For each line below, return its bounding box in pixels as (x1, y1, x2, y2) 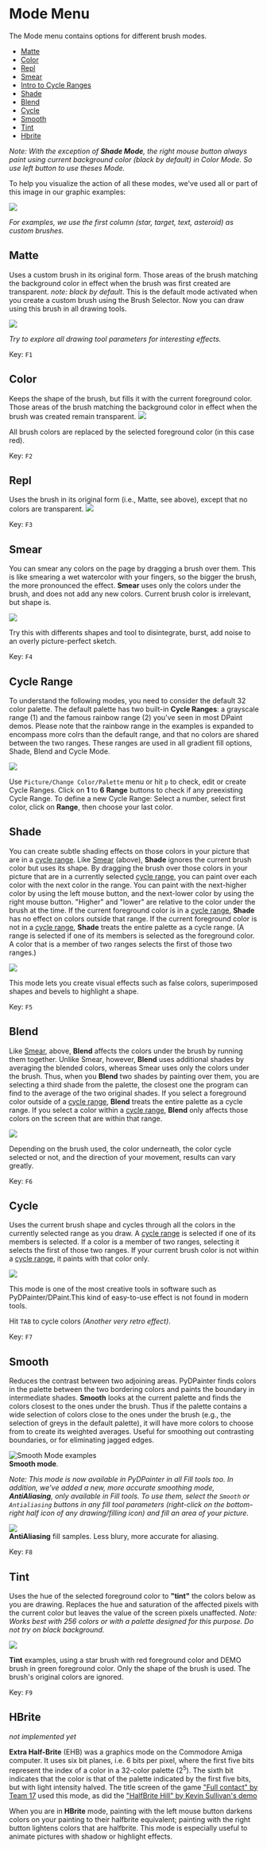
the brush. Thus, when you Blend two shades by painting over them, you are (9, 1071, 260, 1081)
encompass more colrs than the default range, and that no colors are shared (9, 730, 259, 739)
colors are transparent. (9, 504, 84, 514)
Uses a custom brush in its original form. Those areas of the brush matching (9, 269, 258, 279)
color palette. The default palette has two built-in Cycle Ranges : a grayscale (9, 704, 259, 714)
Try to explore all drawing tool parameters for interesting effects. (9, 334, 222, 343)
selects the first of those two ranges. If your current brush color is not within (9, 1246, 259, 1255)
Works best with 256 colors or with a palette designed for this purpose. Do (9, 1617, 254, 1626)
